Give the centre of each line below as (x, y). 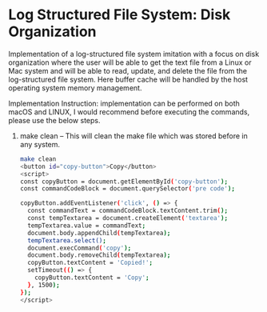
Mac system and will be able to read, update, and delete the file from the (128, 70)
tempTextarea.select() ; (67, 240)
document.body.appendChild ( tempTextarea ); (99, 233)
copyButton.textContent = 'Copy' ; (92, 278)
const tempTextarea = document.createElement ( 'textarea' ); (128, 218)
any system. (40, 144)
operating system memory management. (75, 88)
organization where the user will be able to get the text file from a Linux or (130, 62)
